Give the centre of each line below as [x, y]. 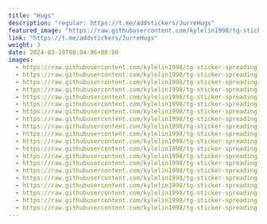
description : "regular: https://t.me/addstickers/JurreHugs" [112, 23]
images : [21, 60]
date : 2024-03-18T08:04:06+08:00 [64, 52]
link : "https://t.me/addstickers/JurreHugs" [83, 38]
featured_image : [35, 30]
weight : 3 [25, 45]
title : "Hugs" [32, 15]
